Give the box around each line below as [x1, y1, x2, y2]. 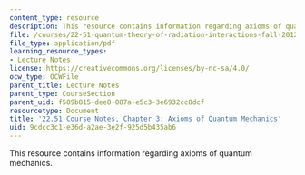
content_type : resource [9, 13, 100, 23]
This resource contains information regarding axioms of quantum [9, 148, 252, 159]
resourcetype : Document [9, 106, 100, 115]
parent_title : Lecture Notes [9, 81, 120, 90]
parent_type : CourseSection [9, 89, 116, 98]
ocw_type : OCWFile [9, 73, 79, 82]
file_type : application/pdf [9, 38, 116, 48]
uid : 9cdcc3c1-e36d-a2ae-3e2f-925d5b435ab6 [9, 123, 177, 132]
